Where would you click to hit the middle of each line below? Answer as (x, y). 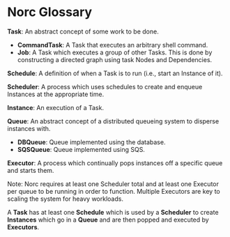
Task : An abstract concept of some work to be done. (83, 31)
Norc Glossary (50, 12)
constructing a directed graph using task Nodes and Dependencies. (115, 59)
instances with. (29, 128)
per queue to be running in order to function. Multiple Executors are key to (114, 191)
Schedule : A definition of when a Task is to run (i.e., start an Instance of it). (115, 73)
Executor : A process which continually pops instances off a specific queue (115, 163)
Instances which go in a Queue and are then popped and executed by (108, 220)
